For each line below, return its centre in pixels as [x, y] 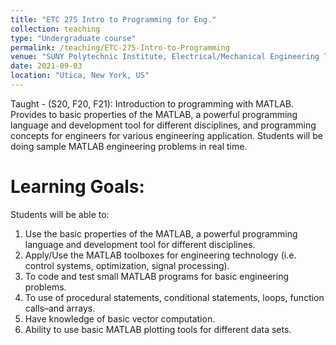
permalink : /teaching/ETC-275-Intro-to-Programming [120, 47]
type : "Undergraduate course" [73, 38]
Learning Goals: [77, 187]
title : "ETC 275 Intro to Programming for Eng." [113, 19]
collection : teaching [55, 29]
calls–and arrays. [60, 308]
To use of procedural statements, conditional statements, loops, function [174, 297]
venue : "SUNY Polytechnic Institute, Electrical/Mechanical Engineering [165, 57]
